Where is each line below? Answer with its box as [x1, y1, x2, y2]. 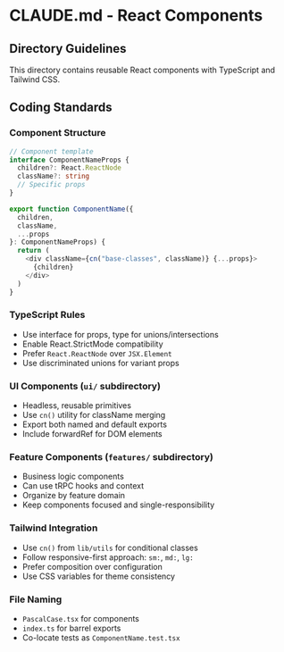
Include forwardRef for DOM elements [21, 429, 163, 439]
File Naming [9, 593, 63, 606]
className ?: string [17, 171, 90, 181]
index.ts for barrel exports [21, 623, 121, 634]
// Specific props [17, 180, 87, 189]
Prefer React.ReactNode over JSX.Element [21, 347, 172, 358]
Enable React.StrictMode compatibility [21, 339, 163, 349]
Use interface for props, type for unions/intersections [21, 329, 219, 339]
